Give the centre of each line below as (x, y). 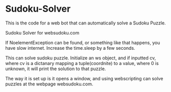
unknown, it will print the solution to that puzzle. (56, 69)
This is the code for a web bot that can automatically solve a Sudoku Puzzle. (86, 23)
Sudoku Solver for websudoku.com (42, 33)
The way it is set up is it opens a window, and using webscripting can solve (84, 78)
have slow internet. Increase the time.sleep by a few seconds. (70, 48)
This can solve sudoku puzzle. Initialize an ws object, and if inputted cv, (81, 58)
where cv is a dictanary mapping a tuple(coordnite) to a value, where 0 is (82, 63)
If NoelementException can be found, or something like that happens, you (83, 42)
